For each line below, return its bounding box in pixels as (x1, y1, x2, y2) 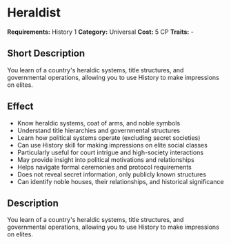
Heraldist (7, 5, 61, 21)
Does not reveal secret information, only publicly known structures (17, 170, 207, 179)
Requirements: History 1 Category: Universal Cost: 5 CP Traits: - (7, 28, 194, 36)
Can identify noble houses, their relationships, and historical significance (17, 177, 224, 185)
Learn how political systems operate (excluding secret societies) (17, 133, 201, 142)
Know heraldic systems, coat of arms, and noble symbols (17, 119, 181, 127)
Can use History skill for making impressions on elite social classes (17, 141, 208, 149)
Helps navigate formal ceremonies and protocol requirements (17, 163, 192, 171)
